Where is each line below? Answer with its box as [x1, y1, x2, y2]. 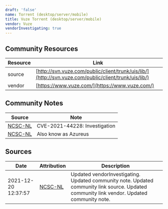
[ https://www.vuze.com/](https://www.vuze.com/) [35, 82, 154, 89]
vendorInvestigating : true [5, 26, 61, 31]
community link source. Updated [70, 183, 147, 190]
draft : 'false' [5, 7, 37, 12]
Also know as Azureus [36, 130, 89, 137]
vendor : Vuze [5, 21, 32, 26]
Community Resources [5, 44, 78, 53]
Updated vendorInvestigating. [70, 170, 141, 177]
